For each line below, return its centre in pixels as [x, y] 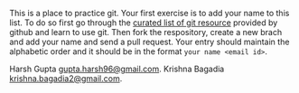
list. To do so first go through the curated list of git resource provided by [144, 23]
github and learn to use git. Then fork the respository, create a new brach [146, 32]
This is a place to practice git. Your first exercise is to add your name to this [149, 13]
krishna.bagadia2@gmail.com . [66, 79]
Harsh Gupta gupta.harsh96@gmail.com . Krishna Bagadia [117, 69]
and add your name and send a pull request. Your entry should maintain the [149, 42]
